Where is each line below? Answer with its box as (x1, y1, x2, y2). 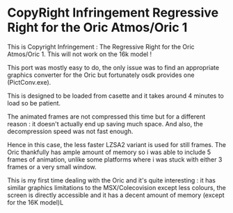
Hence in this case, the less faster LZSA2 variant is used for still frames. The (7, 140, 226, 148)
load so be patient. (7, 99, 61, 107)
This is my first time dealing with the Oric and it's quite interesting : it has (7, 176, 216, 185)
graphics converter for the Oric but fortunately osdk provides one (7, 71, 195, 79)
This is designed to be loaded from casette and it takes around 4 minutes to (7, 92, 224, 100)
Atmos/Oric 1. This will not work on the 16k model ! (7, 50, 152, 58)
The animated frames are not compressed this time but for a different (7, 112, 206, 121)
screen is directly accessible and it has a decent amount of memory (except (7, 191, 225, 199)
